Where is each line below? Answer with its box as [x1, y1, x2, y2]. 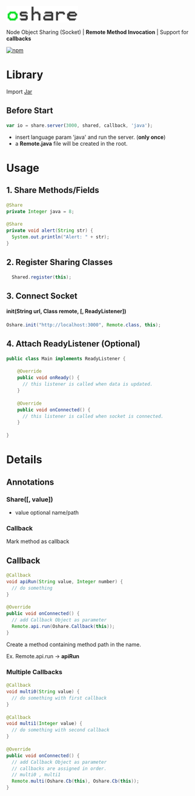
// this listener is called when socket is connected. [22, 413, 164, 419]
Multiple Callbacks [6, 667, 62, 676]
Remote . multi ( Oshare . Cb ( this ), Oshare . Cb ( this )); [12, 778, 139, 784]
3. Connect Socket [6, 291, 78, 301]
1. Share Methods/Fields [6, 185, 100, 195]
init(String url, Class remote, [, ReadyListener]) [6, 308, 127, 315]
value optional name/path [15, 508, 79, 516]
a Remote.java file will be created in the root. [15, 140, 128, 147]
